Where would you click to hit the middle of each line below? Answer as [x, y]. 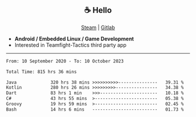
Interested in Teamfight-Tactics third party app [70, 45]
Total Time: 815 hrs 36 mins [41, 72]
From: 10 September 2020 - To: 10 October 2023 [65, 61]
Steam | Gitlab [98, 27]
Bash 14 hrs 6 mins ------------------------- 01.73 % [95, 109]
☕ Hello [98, 10]
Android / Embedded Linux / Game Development [74, 39]
